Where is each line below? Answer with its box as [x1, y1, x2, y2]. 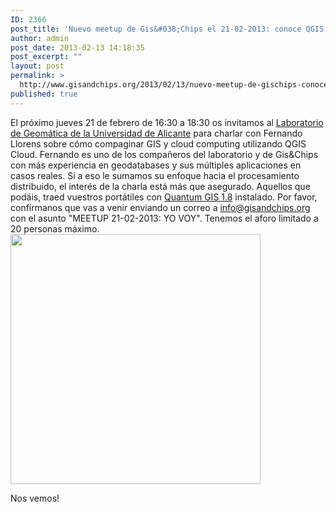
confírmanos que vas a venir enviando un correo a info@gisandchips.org [10, 201, 311, 213]
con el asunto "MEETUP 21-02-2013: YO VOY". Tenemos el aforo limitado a [10, 212, 319, 224]
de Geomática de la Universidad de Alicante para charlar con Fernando [10, 127, 303, 139]
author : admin [10, 33, 70, 43]
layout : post [10, 61, 65, 71]
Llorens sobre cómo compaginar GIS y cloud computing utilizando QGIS [10, 137, 307, 150]
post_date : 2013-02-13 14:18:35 [10, 42, 145, 53]
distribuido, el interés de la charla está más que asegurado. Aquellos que [10, 180, 311, 192]
